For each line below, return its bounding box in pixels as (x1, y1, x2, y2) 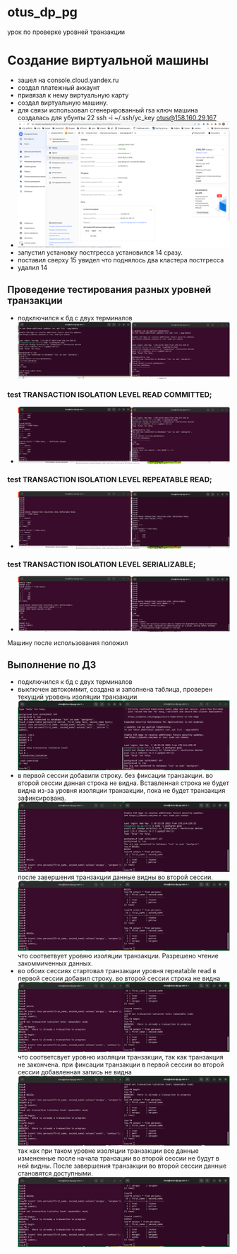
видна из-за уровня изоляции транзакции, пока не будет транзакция (17, 786, 226, 795)
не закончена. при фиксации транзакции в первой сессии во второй (17, 1060, 224, 1069)
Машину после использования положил (7, 638, 128, 647)
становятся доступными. (17, 1168, 93, 1178)
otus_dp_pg (7, 4, 78, 21)
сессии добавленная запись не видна (17, 1067, 132, 1076)
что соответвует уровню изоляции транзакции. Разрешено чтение (17, 951, 219, 960)
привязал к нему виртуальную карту (17, 91, 129, 99)
